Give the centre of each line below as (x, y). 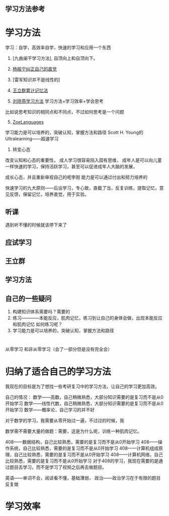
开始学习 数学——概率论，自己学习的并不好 (50, 410)
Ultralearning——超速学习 (32, 139)
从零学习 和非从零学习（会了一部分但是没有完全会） (59, 349)
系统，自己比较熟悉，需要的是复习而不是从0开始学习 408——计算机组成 (84, 448)
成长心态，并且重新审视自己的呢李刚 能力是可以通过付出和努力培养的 (76, 177)
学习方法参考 (25, 9)
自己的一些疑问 (28, 299)
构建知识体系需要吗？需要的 (41, 312)
